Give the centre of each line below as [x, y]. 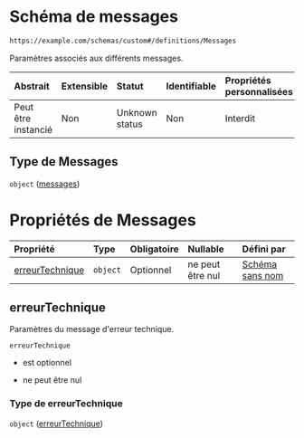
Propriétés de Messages [103, 220]
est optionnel [47, 363]
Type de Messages [64, 162]
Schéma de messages [94, 17]
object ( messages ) [45, 184]
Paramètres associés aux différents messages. [96, 58]
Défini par [264, 249]
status [129, 124]
